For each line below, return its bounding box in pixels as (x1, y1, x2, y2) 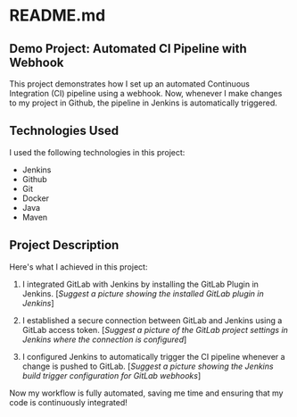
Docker (21, 193, 50, 204)
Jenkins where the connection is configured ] (21, 334, 187, 345)
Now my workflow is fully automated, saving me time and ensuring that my (9, 388, 284, 398)
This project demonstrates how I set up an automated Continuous (9, 79, 250, 89)
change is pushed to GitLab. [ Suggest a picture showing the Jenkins (21, 361, 274, 371)
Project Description (9, 238, 120, 253)
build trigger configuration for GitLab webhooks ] (21, 370, 202, 380)
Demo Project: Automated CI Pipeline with (9, 41, 247, 56)
